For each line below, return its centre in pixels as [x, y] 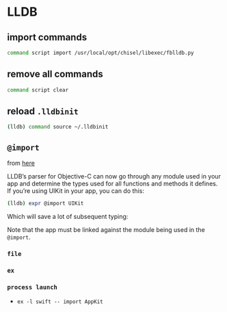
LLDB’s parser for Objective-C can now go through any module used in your [114, 177]
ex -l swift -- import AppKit [60, 302]
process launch [32, 287]
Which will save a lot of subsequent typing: [68, 216]
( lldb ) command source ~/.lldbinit [58, 127]
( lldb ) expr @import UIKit [45, 204]
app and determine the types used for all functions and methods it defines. [112, 184]
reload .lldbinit [43, 111]
